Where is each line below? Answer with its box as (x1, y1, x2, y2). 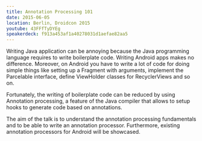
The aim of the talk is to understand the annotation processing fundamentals (6, 115, 197, 123)
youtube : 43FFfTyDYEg (6, 25, 61, 32)
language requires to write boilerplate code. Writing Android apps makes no (6, 54, 195, 61)
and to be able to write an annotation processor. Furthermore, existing (6, 122, 180, 129)
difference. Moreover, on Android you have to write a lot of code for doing (6, 61, 190, 68)
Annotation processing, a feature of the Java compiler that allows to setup (6, 97, 191, 105)
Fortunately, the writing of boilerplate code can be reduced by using (6, 91, 175, 98)
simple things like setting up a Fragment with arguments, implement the (6, 67, 184, 74)
